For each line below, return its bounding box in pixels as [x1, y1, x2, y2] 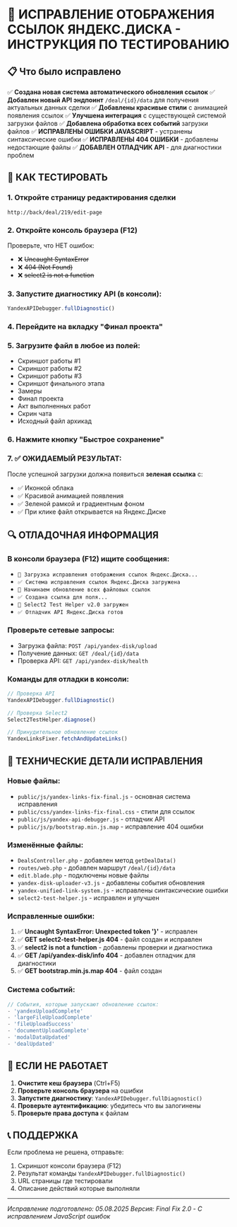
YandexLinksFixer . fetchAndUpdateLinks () [7, 735, 128, 742]
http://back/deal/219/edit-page [7, 209, 102, 216]
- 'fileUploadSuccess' [7, 1020, 74, 1028]
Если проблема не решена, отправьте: [7, 1148, 124, 1156]
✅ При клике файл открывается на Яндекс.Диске [17, 507, 166, 516]
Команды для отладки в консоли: [7, 674, 129, 684]
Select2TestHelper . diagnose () [7, 716, 97, 723]
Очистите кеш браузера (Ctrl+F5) [17, 1078, 121, 1087]
